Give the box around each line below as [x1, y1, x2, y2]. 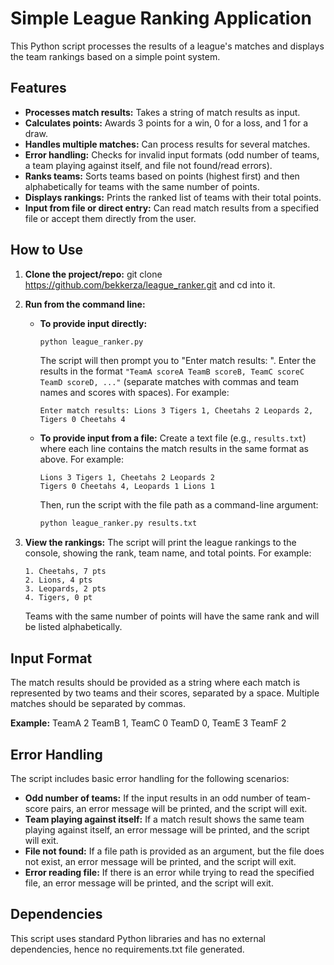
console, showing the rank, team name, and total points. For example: [24, 547, 312, 559]
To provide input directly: [39, 317, 148, 329]
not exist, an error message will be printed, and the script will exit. [24, 855, 297, 867]
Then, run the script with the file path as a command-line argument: [39, 499, 319, 511]
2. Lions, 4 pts [24, 575, 93, 586]
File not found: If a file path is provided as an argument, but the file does [24, 845, 325, 857]
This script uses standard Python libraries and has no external [10, 932, 266, 944]
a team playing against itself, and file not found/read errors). [24, 159, 273, 171]
